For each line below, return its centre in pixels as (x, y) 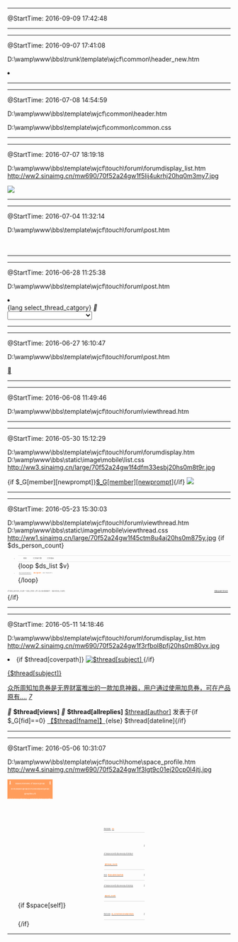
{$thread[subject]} (35, 673)
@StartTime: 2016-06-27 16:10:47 (57, 343)
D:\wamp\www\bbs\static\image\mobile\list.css (76, 460)
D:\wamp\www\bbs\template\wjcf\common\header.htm (87, 114)
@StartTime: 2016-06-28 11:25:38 (57, 273)
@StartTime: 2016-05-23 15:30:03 (57, 509)
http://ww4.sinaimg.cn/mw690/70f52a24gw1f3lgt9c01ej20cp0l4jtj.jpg (110, 770)
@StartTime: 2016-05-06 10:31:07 (57, 748)
